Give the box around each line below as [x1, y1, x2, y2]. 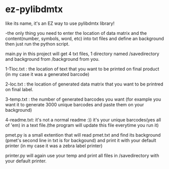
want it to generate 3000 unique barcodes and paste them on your [5, 101, 144, 107]
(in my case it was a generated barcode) [5, 71, 90, 77]
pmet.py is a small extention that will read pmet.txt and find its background [5, 132, 161, 138]
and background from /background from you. [5, 56, 100, 62]
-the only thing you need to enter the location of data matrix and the [5, 30, 147, 36]
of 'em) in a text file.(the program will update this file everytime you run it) [5, 122, 159, 128]
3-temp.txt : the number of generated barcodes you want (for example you [5, 96, 161, 102]
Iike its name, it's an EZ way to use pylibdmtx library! [5, 20, 115, 26]
